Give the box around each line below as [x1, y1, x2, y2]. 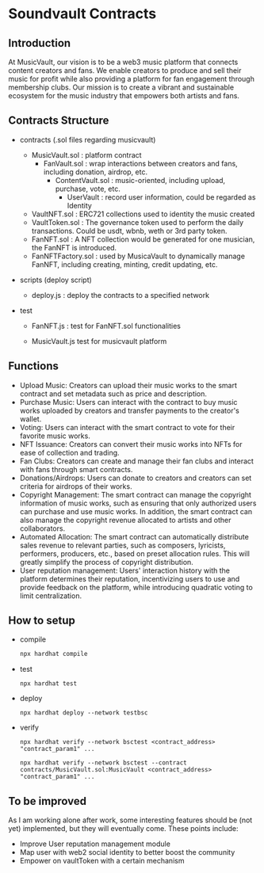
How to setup [8, 614, 75, 627]
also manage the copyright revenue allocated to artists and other [19, 515, 231, 524]
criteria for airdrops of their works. [19, 481, 132, 491]
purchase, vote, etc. [55, 184, 121, 193]
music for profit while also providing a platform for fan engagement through [8, 74, 255, 83]
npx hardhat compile [19, 650, 88, 658]
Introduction [8, 36, 71, 50]
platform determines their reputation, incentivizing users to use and [19, 574, 240, 583]
